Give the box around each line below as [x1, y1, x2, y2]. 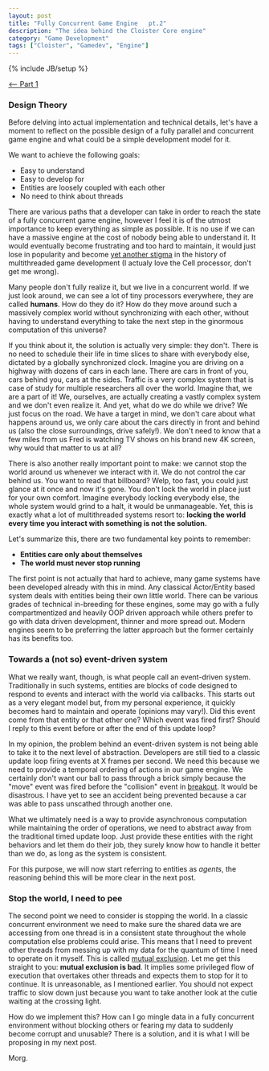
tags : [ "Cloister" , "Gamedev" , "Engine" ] [8, 42, 149, 50]
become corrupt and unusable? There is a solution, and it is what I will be [8, 1029, 251, 1039]
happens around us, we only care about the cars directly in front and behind [8, 417, 260, 427]
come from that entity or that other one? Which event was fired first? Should [8, 715, 261, 724]
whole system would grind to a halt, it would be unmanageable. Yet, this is [8, 502, 254, 511]
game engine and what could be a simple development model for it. [8, 134, 231, 145]
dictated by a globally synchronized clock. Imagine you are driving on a [8, 358, 244, 367]
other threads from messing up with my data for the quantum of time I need [8, 946, 259, 955]
